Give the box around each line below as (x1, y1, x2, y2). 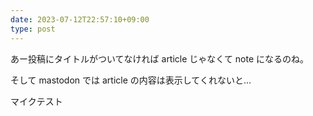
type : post (10, 24, 56, 34)
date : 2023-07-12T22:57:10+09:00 (10, 14, 150, 25)
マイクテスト (10, 95, 63, 107)
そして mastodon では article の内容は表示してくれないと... (10, 74, 252, 86)
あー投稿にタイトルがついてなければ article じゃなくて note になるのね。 (10, 52, 310, 65)
